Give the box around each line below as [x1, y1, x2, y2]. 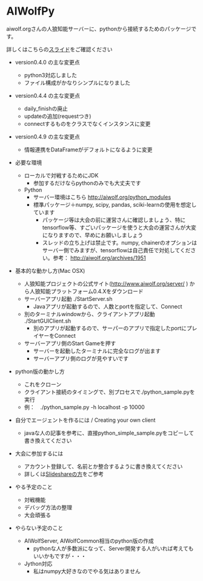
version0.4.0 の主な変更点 [15, 58, 80, 66]
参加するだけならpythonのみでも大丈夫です [33, 179, 141, 187]
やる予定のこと [15, 483, 53, 490]
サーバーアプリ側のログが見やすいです [33, 354, 129, 362]
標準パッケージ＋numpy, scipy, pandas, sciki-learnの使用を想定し [33, 201, 197, 208]
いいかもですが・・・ [33, 552, 87, 560]
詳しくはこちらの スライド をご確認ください [6, 46, 113, 53]
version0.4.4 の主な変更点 [15, 92, 81, 99]
